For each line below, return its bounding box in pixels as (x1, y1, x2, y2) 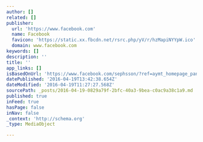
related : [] (6, 15, 36, 21)
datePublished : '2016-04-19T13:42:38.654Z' (6, 76, 118, 82)
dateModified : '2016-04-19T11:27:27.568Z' (6, 82, 115, 88)
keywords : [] (6, 48, 39, 54)
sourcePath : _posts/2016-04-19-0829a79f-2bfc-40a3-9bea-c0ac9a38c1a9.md (6, 88, 193, 94)
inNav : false (6, 110, 39, 116)
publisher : (6, 20, 34, 26)
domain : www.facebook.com (11, 43, 77, 49)
